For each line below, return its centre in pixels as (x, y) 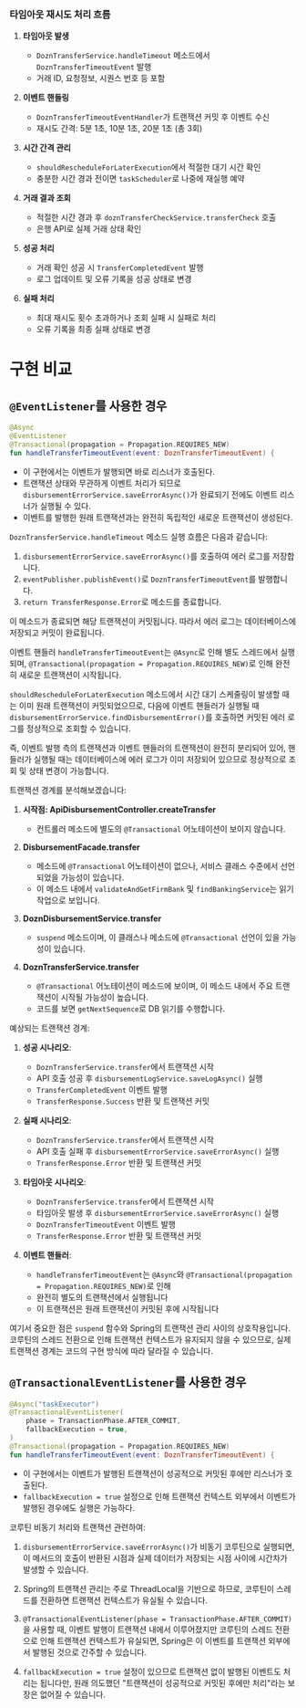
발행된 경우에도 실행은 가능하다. (78, 1507)
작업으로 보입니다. (68, 900)
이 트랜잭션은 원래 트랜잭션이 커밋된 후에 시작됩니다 (127, 1308)
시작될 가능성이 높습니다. (104, 997)
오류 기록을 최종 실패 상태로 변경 (93, 330)
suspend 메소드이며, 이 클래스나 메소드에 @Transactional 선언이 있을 (158, 937)
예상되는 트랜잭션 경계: (50, 1028)
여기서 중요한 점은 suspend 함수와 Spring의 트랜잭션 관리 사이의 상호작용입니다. (150, 1328)
